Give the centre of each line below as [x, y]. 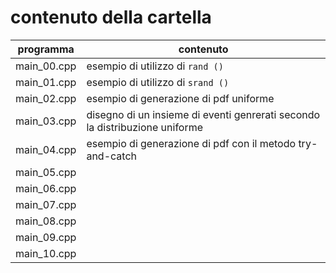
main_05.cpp [46, 172]
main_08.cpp [46, 221]
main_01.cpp [46, 82]
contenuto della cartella [111, 17]
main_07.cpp [46, 204]
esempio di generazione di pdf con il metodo [191, 143]
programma [46, 49]
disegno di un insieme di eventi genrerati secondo [203, 114]
